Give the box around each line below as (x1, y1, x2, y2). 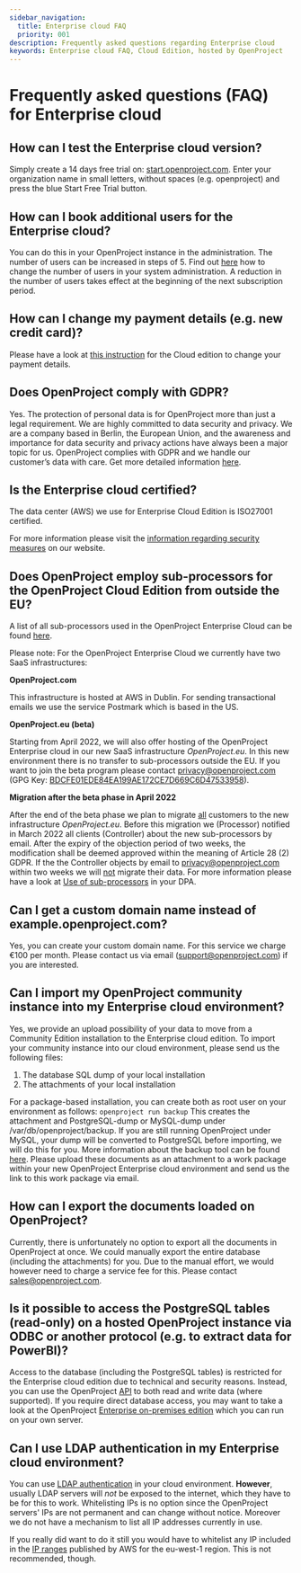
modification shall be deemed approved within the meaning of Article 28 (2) (9, 848, 290, 858)
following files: (9, 1052, 64, 1062)
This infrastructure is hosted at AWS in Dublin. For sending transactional (9, 692, 276, 703)
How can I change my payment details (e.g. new (9, 311, 283, 326)
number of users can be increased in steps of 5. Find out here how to (9, 256, 266, 267)
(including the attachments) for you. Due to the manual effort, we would (9, 1256, 274, 1266)
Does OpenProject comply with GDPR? (9, 385, 229, 400)
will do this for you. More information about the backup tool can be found (9, 1143, 280, 1155)
